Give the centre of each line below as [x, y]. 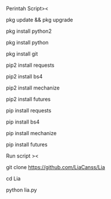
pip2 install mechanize [33, 88]
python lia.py [22, 190]
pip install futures [27, 145]
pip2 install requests [30, 65]
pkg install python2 [29, 31]
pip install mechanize [31, 133]
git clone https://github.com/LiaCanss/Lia [56, 167]
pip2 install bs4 [24, 76]
